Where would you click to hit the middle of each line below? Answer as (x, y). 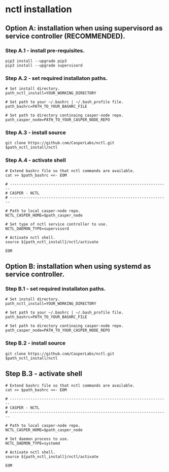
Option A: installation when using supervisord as (84, 28)
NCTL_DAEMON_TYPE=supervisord (37, 229)
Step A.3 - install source (36, 133)
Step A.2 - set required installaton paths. (57, 78)
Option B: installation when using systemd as (78, 266)
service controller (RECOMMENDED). (65, 36)
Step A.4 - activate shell (36, 160)
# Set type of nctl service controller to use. (57, 224)
